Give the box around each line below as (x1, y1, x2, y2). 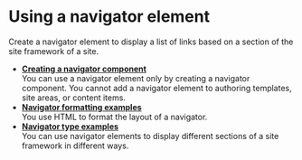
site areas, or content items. (21, 92, 126, 103)
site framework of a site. (8, 45, 99, 56)
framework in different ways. (21, 140, 129, 151)
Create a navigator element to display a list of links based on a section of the (8, 36, 294, 47)
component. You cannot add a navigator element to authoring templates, (21, 82, 292, 93)
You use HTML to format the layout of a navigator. (21, 111, 208, 122)
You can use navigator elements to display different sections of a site (21, 130, 279, 141)
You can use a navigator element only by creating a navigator (21, 72, 250, 83)
